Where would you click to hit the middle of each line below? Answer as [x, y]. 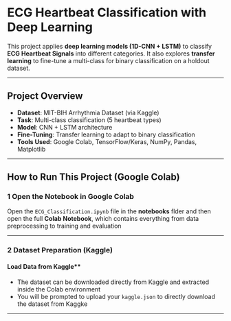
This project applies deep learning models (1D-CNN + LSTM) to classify [109, 46]
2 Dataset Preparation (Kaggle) [60, 250]
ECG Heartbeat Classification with [107, 13]
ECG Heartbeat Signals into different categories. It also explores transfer [111, 53]
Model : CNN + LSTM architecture [65, 127]
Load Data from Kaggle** [44, 266]
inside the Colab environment [59, 289]
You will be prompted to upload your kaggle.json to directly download [116, 296]
